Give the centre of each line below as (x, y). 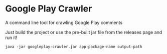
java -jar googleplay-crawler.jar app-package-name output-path (74, 46)
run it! (11, 37)
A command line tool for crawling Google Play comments (64, 22)
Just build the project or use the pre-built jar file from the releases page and (84, 32)
